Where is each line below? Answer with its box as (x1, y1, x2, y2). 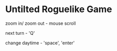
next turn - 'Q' (5, 30, 35, 36)
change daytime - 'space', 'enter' (5, 39, 75, 46)
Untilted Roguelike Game (5, 4, 112, 15)
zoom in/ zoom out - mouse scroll (5, 20, 76, 26)
